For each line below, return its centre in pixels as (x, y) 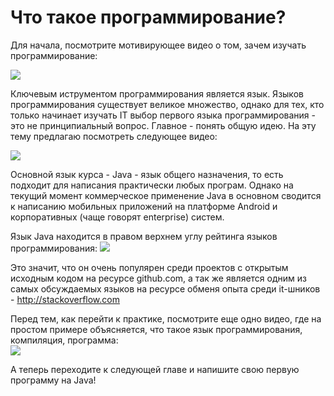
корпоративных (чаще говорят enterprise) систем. (117, 217)
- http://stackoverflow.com (65, 299)
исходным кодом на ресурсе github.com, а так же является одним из (158, 278)
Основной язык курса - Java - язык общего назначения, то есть (147, 174)
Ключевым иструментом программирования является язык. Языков (157, 93)
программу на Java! (53, 380)
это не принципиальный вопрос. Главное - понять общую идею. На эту (163, 125)
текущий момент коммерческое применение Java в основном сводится (166, 195)
